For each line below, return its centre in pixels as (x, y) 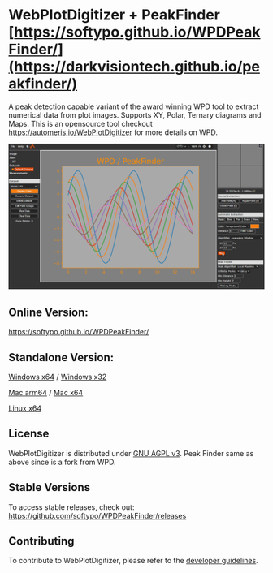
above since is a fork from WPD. (62, 462)
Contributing (41, 541)
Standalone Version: (61, 358)
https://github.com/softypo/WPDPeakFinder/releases (97, 515)
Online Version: (49, 312)
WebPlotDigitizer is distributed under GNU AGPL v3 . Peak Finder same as (131, 453)
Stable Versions (50, 487)
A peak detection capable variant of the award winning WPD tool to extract (134, 106)
